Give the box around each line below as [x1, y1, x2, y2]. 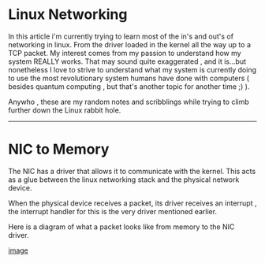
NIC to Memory [8, 140, 110, 158]
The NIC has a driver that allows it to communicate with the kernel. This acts [8, 166, 256, 176]
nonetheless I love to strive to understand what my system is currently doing [8, 65, 256, 74]
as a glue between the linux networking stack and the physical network [8, 175, 240, 184]
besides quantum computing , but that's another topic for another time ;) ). [8, 81, 250, 91]
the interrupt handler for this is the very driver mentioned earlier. [8, 206, 218, 216]
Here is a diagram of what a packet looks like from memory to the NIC [8, 222, 235, 232]
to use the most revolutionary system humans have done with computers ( [8, 73, 250, 83]
